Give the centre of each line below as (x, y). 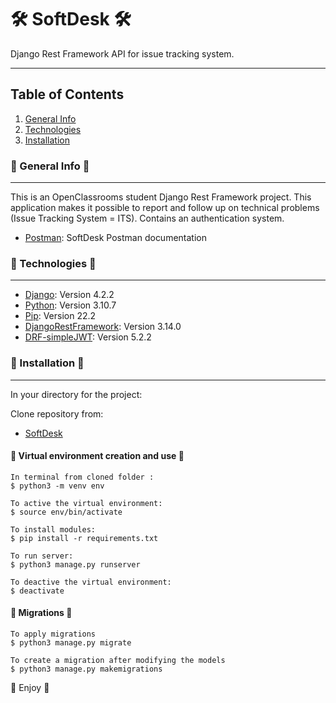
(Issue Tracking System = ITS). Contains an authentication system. (147, 218)
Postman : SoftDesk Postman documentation (115, 238)
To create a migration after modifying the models (118, 661)
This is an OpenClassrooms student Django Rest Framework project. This (161, 197)
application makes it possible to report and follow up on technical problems (165, 208)
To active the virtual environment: (86, 503)
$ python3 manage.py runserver (75, 564)
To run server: (42, 556)
